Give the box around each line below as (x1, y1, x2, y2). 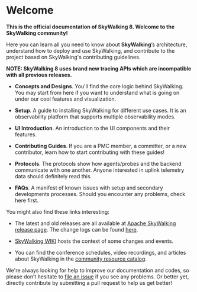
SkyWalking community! (6, 29, 68, 36)
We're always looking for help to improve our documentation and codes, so (6, 267, 189, 274)
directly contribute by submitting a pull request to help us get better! (6, 279, 173, 286)
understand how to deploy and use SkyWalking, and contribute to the (6, 47, 175, 54)
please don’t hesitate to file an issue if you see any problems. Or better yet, (6, 273, 189, 280)
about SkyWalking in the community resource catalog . (14, 255, 147, 262)
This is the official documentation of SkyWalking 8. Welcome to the (6, 23, 175, 30)
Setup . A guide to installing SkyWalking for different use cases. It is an (14, 107, 186, 114)
